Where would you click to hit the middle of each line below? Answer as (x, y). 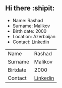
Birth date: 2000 (29, 31)
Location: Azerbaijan (34, 36)
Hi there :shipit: (30, 8)
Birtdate (17, 70)
